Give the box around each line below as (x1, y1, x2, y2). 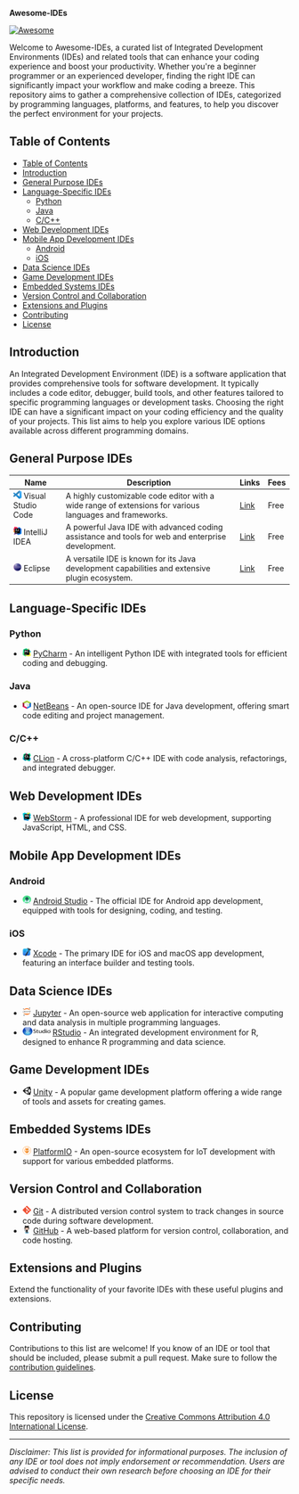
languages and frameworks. (65, 509, 168, 520)
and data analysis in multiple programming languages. (21, 1017, 221, 1028)
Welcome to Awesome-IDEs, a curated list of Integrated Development (9, 42, 263, 53)
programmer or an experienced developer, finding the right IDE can (9, 70, 255, 81)
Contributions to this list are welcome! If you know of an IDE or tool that (9, 1343, 271, 1354)
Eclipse (23, 563, 51, 574)
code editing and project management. (21, 710, 165, 721)
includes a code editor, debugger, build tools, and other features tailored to (9, 387, 284, 398)
